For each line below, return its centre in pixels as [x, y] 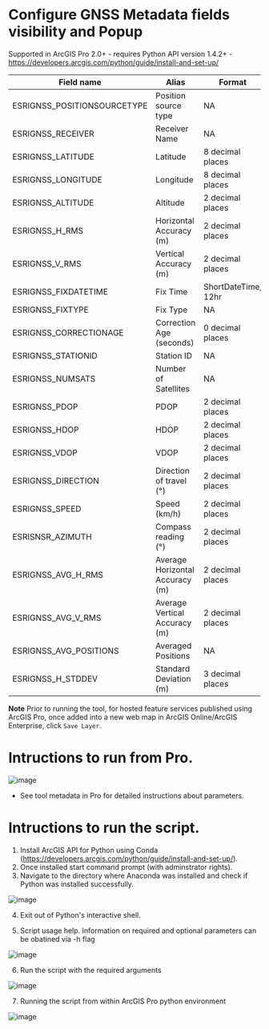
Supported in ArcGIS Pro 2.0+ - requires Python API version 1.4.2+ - [120, 54]
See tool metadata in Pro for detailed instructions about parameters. [132, 795]
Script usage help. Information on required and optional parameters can [138, 931]
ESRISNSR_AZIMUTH [52, 536]
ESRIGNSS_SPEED [47, 508]
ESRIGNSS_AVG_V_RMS [57, 618]
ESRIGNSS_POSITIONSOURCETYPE [80, 106]
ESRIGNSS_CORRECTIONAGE [68, 332]
